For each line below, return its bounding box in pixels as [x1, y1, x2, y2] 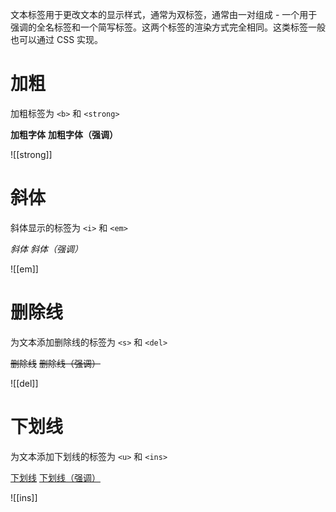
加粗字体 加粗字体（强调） [10, 128, 118, 140]
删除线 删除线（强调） [10, 357, 101, 369]
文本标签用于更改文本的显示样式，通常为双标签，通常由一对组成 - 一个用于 [10, 9, 318, 20]
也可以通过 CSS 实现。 [10, 34, 104, 45]
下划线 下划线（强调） [10, 471, 101, 483]
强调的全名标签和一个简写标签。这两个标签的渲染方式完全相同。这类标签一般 [10, 21, 326, 33]
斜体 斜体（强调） [10, 243, 83, 255]
